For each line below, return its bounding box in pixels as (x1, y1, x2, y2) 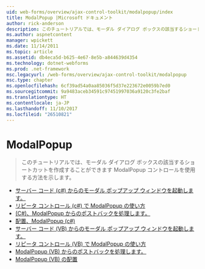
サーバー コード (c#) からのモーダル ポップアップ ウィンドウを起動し (15, 187, 189, 194)
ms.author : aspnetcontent (6, 32, 72, 38)
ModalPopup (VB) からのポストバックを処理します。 (15, 248, 146, 256)
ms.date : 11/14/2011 (6, 43, 59, 50)
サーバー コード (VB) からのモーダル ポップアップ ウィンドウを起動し (15, 225, 189, 232)
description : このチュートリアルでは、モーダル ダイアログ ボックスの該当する (6, 26, 184, 32)
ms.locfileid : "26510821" (6, 111, 72, 117)
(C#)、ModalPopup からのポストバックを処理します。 (15, 210, 151, 217)
